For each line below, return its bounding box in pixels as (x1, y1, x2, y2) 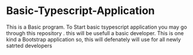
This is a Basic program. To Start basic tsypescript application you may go (6, 23, 188, 30)
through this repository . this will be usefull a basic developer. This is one (6, 29, 184, 36)
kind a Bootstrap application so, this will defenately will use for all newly (6, 36, 181, 43)
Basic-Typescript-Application (6, 4, 155, 18)
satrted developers (6, 42, 52, 49)
